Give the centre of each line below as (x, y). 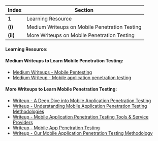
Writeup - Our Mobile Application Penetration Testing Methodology (83, 133)
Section (84, 10)
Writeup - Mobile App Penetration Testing (56, 128)
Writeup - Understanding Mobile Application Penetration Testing (80, 106)
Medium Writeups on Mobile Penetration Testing (84, 27)
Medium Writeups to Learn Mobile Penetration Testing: (64, 61)
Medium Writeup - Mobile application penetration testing (72, 77)
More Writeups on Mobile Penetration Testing (81, 35)
